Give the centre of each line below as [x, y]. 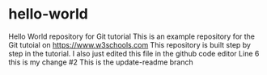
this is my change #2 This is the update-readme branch [101, 62]
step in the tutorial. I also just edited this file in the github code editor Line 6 [134, 53]
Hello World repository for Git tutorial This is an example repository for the [132, 36]
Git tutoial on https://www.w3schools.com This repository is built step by [129, 44]
